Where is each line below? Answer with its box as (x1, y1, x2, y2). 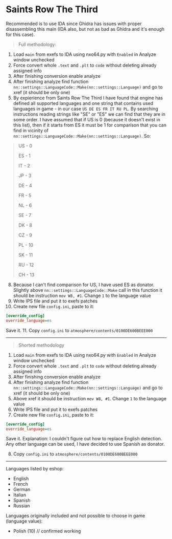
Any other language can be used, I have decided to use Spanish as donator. (6, 441, 165, 447)
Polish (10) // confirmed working (13, 528, 81, 534)
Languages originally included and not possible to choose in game (6, 513, 145, 519)
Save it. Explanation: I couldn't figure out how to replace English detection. (6, 436, 162, 442)
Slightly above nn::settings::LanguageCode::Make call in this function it (13, 287, 162, 293)
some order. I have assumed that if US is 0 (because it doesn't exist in (13, 116, 160, 122)
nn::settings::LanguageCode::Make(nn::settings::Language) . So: (13, 133, 151, 139)
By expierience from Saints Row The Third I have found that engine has (13, 95, 163, 101)
